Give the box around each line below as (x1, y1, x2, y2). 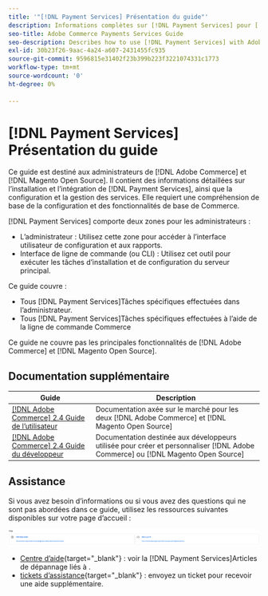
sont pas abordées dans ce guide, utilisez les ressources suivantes (8, 504, 229, 514)
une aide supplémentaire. (19, 579, 104, 589)
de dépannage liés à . (19, 562, 91, 572)
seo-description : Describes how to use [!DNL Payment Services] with (8, 38, 245, 46)
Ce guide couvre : (8, 282, 67, 291)
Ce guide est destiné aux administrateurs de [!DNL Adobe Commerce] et (8, 168, 247, 177)
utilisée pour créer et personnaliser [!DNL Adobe (95, 441, 255, 451)
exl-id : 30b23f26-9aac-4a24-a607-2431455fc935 (8, 46, 166, 55)
